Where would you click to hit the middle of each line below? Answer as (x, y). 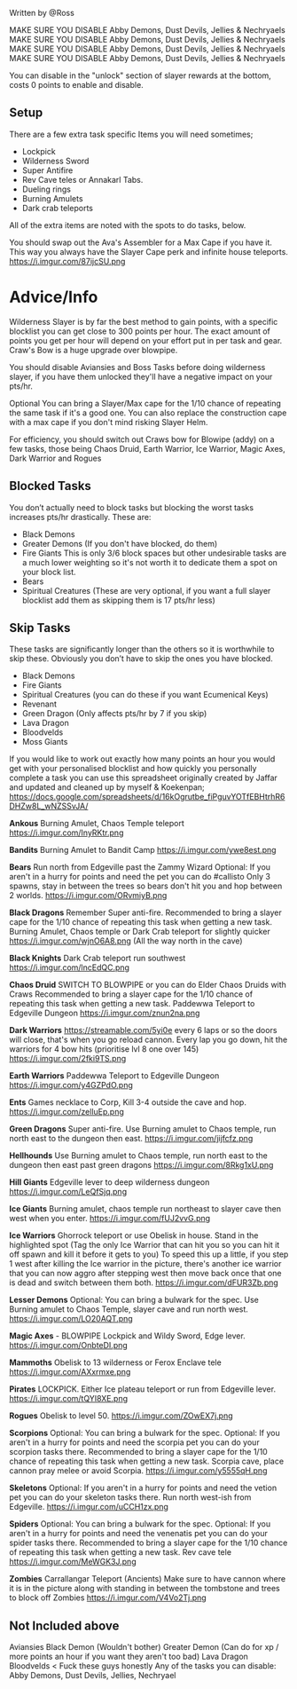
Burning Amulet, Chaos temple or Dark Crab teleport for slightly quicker (140, 932)
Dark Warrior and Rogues (55, 458)
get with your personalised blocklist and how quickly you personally (133, 769)
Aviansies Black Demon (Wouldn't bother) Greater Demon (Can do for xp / (144, 1647)
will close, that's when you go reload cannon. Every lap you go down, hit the (148, 1040)
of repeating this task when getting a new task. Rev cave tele (121, 1552)
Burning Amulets (52, 198)
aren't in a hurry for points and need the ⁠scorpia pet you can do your (134, 1442)
